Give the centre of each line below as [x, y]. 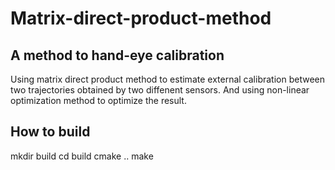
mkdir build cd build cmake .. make [82, 156]
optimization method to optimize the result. [98, 100]
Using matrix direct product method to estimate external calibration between [167, 79]
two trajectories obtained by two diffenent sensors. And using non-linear [160, 90]
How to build [50, 132]
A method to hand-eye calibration [117, 55]
